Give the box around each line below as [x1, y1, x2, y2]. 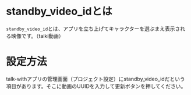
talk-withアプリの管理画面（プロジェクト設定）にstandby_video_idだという [6, 75, 185, 82]
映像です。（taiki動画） [10, 32, 64, 39]
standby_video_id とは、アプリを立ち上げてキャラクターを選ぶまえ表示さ [6, 25, 181, 32]
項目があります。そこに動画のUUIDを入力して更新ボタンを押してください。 [6, 82, 186, 90]
